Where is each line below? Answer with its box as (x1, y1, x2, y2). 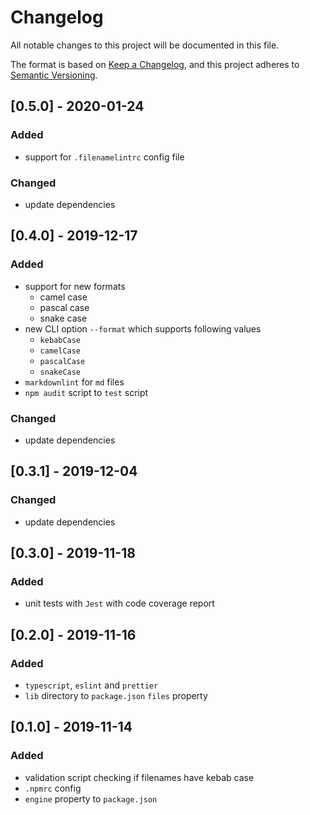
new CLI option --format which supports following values (24, 322, 262, 335)
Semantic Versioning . (10, 69, 98, 81)
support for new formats (24, 280, 126, 292)
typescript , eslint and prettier (24, 679, 159, 691)
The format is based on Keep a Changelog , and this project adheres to (10, 58, 300, 70)
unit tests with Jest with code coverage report (24, 597, 215, 610)
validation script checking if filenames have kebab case (24, 771, 255, 783)
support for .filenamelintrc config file (24, 151, 185, 163)
